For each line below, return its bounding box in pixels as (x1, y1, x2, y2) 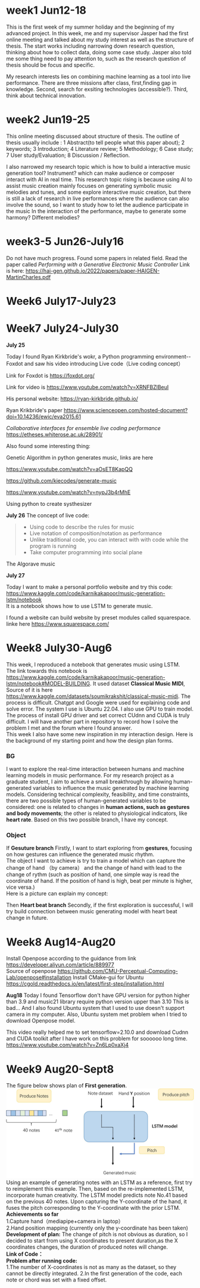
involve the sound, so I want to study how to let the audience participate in (6, 201, 189, 208)
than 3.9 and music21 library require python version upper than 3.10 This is (6, 998, 189, 1005)
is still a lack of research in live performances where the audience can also (6, 194, 189, 202)
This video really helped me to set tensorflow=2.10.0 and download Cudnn (6, 1028, 189, 1036)
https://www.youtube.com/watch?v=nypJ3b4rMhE (6, 489, 131, 496)
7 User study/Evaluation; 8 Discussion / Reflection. (6, 152, 130, 159)
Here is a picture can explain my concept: (6, 890, 108, 897)
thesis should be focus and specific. (6, 61, 95, 69)
